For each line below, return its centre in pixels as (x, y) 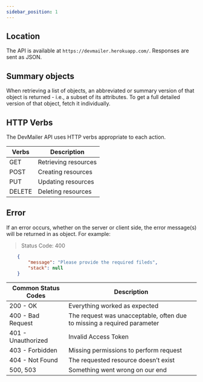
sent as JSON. (24, 57)
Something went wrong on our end (118, 370)
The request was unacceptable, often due (128, 316)
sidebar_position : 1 (32, 12)
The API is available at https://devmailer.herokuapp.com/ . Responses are (98, 51)
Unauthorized (29, 340)
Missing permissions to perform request (125, 351)
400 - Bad (24, 316)
